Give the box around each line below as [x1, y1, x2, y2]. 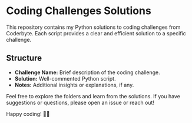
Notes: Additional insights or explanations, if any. [14, 81, 134, 88]
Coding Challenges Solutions [6, 4, 151, 18]
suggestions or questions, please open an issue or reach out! [6, 99, 155, 106]
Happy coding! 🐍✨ [6, 110, 50, 117]
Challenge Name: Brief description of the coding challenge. [14, 69, 160, 76]
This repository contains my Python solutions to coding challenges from [6, 24, 181, 31]
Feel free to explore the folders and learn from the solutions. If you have [6, 92, 181, 99]
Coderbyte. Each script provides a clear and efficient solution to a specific [6, 29, 187, 36]
